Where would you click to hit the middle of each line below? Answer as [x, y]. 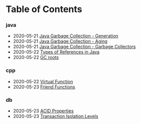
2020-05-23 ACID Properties [43, 111]
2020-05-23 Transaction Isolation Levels [56, 116]
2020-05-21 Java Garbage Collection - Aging [60, 41]
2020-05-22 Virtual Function [43, 81]
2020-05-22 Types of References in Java [56, 52]
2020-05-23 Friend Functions [44, 87]
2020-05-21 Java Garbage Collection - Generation [65, 36]
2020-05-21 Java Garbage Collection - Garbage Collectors [74, 47]
